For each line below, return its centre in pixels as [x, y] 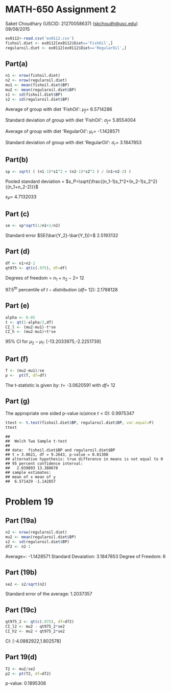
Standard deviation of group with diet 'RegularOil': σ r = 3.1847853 [74, 143]
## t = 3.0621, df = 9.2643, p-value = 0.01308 [57, 455]
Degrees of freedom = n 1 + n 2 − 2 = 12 [45, 278]
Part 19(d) [21, 657]
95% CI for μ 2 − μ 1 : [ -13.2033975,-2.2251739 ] [53, 342]
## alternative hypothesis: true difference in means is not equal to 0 [84, 459]
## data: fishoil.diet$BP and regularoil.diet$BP [60, 450]
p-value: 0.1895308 [26, 683]
